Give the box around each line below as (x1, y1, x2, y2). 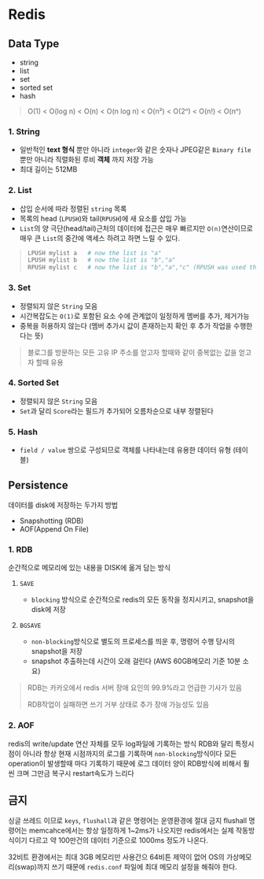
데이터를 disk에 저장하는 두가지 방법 (8, 500, 119, 510)
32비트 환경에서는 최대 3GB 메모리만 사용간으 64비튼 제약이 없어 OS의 (8, 852, 225, 862)
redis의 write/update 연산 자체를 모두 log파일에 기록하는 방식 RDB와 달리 (8, 739, 234, 748)
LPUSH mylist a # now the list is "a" (27, 249, 162, 257)
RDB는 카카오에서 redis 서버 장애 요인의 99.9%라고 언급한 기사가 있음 (27, 683, 242, 692)
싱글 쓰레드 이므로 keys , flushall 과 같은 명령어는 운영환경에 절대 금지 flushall (8, 816, 247, 825)
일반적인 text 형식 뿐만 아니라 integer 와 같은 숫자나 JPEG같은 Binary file (19, 145, 251, 154)
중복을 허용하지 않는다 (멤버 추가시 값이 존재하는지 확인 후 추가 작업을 (19, 321, 232, 330)
